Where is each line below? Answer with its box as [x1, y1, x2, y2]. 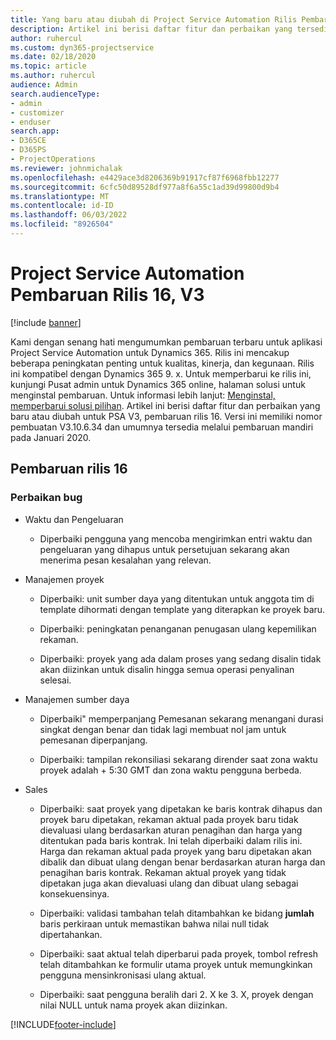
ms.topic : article [10, 61, 87, 71]
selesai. [39, 674, 72, 686]
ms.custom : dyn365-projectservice [10, 42, 155, 53]
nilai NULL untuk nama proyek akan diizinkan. [39, 999, 228, 1011]
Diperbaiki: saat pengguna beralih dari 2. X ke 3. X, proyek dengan [39, 988, 314, 1000]
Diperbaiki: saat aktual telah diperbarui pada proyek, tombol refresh [39, 947, 318, 960]
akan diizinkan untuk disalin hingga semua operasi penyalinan [39, 663, 295, 675]
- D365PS [10, 145, 47, 155]
